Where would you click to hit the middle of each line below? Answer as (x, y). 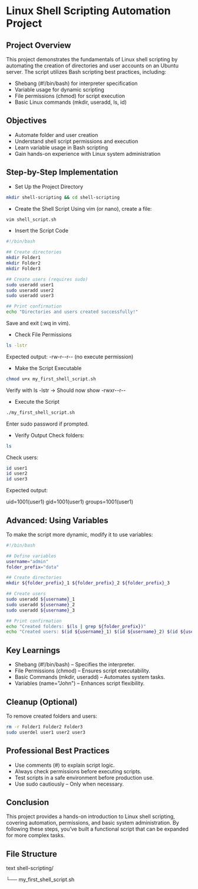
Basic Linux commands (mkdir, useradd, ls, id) (70, 102)
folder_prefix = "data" (33, 567)
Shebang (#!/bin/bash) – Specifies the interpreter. (75, 665)
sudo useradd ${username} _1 (41, 599)
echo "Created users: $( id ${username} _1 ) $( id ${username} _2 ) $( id (92, 632)
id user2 (17, 473)
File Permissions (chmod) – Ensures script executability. (82, 671)
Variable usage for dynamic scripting (59, 89)
